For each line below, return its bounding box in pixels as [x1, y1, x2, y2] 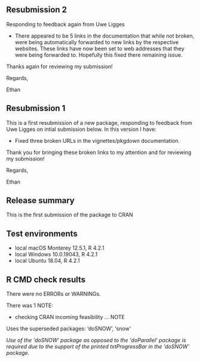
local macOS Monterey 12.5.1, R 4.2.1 [14, 244, 104, 251]
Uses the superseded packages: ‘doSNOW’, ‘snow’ [6, 325, 131, 332]
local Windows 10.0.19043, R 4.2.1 [14, 251, 98, 258]
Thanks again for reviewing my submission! [6, 63, 113, 70]
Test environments [6, 228, 78, 238]
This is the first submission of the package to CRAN [6, 211, 133, 219]
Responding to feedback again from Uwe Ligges [6, 20, 125, 27]
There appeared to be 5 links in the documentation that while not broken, [14, 32, 195, 39]
